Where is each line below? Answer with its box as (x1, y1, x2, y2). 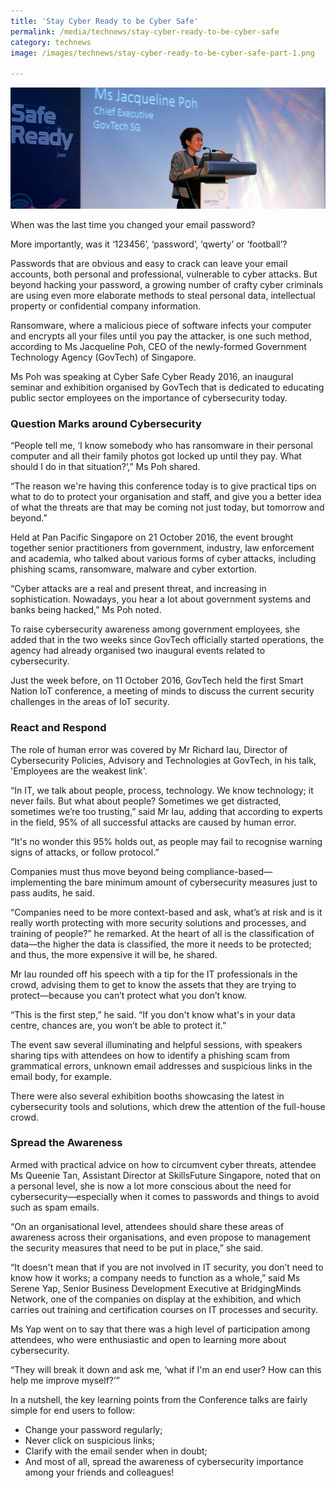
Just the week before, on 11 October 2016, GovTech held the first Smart (10, 675, 304, 687)
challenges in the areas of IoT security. (10, 696, 170, 708)
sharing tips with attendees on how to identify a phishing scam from (10, 1049, 291, 1061)
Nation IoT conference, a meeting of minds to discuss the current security (10, 685, 315, 697)
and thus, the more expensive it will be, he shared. (10, 948, 218, 960)
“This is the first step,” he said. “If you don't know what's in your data (10, 1008, 296, 1020)
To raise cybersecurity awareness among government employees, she (10, 623, 301, 635)
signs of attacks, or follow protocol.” (10, 846, 160, 858)
